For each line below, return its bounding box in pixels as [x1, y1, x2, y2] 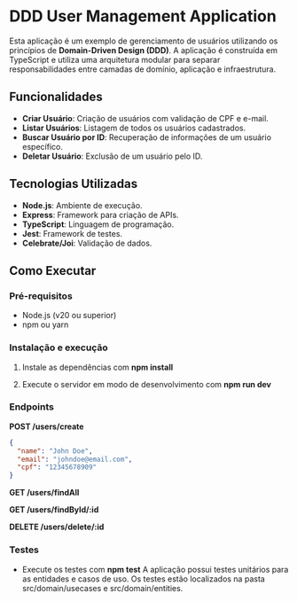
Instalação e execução [9, 341, 108, 354]
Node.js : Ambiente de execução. [21, 199, 144, 210]
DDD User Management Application [9, 6, 277, 27]
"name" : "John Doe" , [17, 446, 93, 456]
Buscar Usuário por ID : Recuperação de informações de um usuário [21, 131, 272, 143]
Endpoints [9, 401, 55, 413]
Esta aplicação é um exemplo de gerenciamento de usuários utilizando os [9, 35, 278, 46]
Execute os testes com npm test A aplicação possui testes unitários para [21, 564, 289, 574]
